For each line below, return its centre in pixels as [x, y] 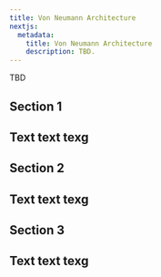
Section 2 [37, 168]
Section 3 [37, 230]
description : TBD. [60, 52]
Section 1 [35, 106]
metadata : [36, 35]
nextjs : [24, 26]
